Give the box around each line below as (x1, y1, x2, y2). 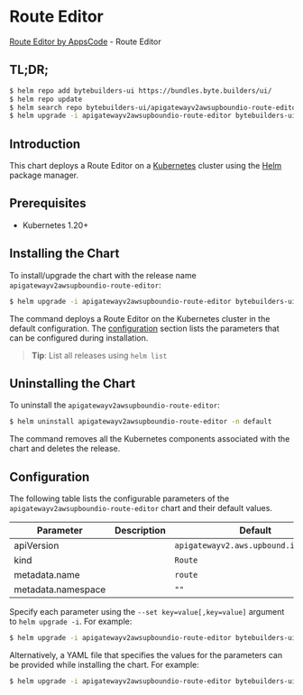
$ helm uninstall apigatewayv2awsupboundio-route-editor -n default (9, 417, 272, 426)
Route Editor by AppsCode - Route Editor (9, 36, 161, 47)
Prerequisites (9, 196, 87, 211)
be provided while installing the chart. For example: (9, 659, 200, 670)
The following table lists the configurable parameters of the (9, 493, 230, 504)
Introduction (9, 136, 81, 151)
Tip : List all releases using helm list (31, 350, 168, 361)
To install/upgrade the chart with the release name (9, 270, 197, 280)
